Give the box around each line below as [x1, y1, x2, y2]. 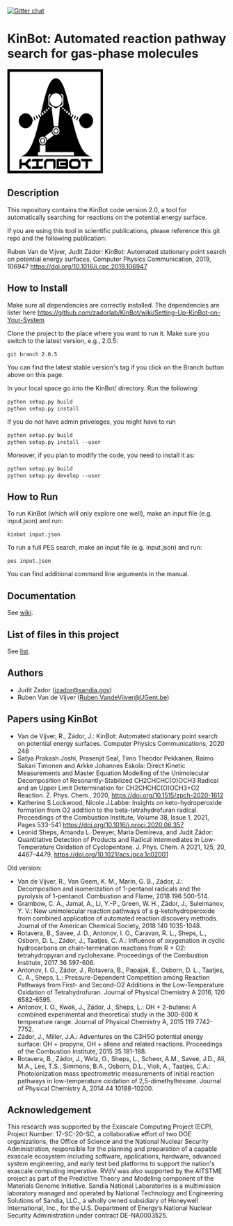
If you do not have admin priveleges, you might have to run [7, 417, 176, 426]
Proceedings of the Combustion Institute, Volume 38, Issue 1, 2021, [17, 813, 210, 821]
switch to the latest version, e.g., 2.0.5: [7, 336, 118, 344]
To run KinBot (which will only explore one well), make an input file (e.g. [7, 509, 212, 518]
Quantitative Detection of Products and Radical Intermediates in [17, 835, 200, 843]
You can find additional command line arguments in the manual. [7, 570, 190, 578]
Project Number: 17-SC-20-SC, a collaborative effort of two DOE [7, 1130, 192, 1138]
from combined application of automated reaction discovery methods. [17, 914, 218, 922]
